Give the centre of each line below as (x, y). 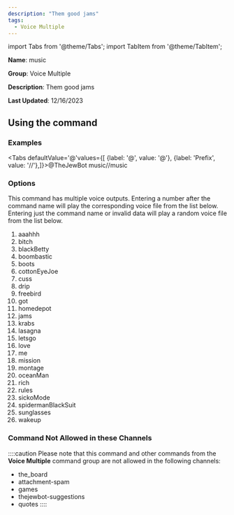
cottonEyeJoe (38, 271)
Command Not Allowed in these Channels (80, 438)
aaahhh (29, 234)
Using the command (53, 123)
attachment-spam (44, 481)
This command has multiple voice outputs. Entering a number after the (109, 198)
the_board (33, 474)
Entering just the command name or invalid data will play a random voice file (118, 213)
